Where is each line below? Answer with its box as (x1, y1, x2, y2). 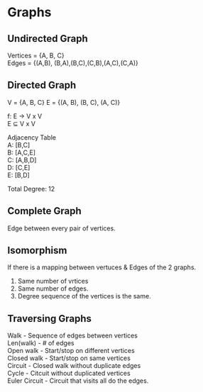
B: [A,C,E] (7, 148, 36, 157)
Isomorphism (7, 245, 67, 257)
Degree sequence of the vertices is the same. (17, 292, 151, 301)
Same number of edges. (17, 284, 89, 293)
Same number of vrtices (17, 277, 89, 286)
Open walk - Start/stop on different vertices (7, 347, 135, 355)
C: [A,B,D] (7, 155, 37, 164)
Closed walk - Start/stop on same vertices (7, 354, 131, 362)
